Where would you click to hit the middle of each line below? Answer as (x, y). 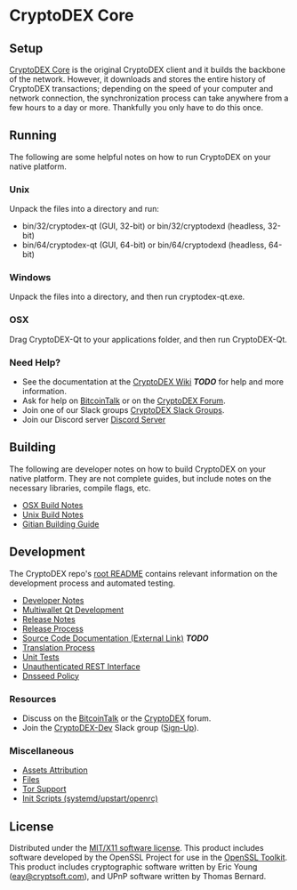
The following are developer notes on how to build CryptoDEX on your (138, 469)
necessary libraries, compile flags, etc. (80, 488)
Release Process (53, 628)
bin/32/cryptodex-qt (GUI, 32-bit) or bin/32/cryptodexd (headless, (144, 226)
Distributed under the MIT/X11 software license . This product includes (136, 848)
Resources (33, 699)
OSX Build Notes (52, 505)
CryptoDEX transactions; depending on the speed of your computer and (141, 89)
